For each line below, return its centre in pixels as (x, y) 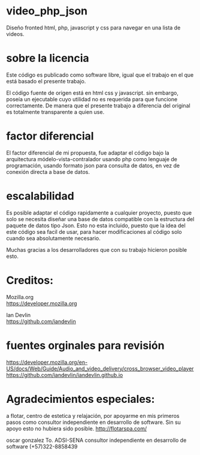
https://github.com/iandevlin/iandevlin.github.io (65, 375)
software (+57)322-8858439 (42, 446)
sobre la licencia (48, 58)
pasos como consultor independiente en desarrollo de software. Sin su (94, 422)
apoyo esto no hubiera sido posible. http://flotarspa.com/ (77, 428)
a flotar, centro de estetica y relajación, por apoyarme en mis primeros (93, 415)
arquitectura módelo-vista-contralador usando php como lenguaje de (92, 159)
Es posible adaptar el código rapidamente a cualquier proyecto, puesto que (99, 213)
